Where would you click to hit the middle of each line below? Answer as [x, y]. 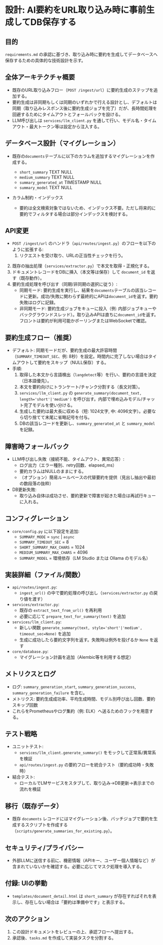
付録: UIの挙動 [26, 883]
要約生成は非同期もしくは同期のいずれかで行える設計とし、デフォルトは [84, 102]
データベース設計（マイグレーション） [63, 144]
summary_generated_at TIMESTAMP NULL [61, 182]
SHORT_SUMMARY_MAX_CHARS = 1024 [52, 547]
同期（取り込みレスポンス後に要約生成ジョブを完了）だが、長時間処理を [84, 108]
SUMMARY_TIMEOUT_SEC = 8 [44, 542]
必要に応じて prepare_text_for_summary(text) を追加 [72, 616]
